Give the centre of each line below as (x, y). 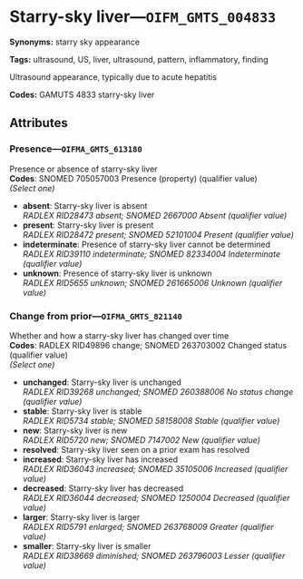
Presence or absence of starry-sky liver (83, 169)
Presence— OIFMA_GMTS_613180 (76, 149)
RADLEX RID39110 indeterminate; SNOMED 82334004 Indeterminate (151, 254)
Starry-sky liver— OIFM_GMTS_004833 (143, 17)
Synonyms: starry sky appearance (75, 42)
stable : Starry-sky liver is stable (82, 411)
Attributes (39, 123)
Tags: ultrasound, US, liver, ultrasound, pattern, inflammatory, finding (139, 59)
